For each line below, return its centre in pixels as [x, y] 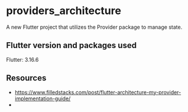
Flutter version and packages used [72, 45]
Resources [26, 78]
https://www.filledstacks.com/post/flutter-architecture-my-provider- [98, 92]
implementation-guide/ [43, 99]
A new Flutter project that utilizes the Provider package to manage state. [94, 27]
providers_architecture [64, 11]
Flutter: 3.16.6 [22, 59]
